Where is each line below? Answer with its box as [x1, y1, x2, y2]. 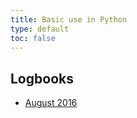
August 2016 [24, 97, 78, 109]
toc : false [10, 33, 56, 43]
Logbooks [10, 70, 74, 87]
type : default [10, 24, 70, 34]
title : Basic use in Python [10, 14, 128, 25]
